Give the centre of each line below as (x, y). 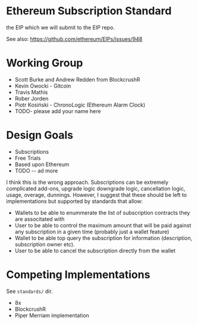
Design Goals (40, 135)
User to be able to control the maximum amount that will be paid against (103, 225)
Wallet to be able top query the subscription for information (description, (103, 238)
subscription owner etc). (45, 244)
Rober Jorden (32, 98)
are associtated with (40, 219)
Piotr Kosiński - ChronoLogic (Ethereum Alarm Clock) (80, 105)
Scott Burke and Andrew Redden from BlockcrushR (77, 79)
